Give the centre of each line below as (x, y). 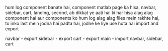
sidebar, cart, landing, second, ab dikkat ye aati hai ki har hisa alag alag (79, 13)
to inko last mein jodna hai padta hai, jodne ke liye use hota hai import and (82, 23)
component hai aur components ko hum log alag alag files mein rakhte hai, (82, 18)
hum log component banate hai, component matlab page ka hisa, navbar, (81, 7)
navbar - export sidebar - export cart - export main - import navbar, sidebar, (84, 38)
